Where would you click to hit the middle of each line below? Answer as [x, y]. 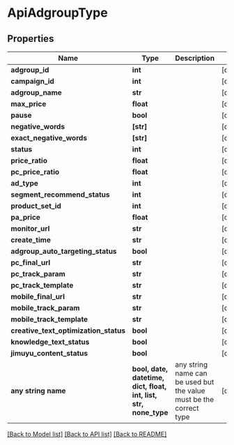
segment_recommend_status [60, 195]
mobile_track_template [49, 319]
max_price [29, 104]
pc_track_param [38, 274]
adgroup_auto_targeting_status [64, 251]
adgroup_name [37, 92]
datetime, [148, 378]
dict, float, [149, 386]
